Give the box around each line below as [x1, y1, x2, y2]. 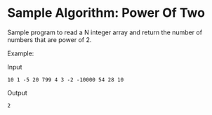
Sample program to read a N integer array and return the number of [7, 28, 202, 36]
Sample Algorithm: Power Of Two [7, 5, 206, 21]
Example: [7, 49, 34, 57]
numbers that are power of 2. [7, 35, 92, 43]
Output [7, 88, 27, 97]
